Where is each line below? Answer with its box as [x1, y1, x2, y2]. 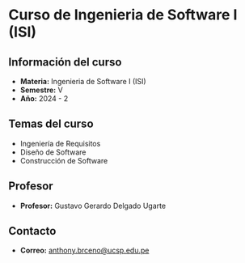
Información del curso [8, 55, 122, 69]
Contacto [8, 224, 57, 238]
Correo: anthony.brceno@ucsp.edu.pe [19, 245, 150, 256]
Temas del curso [8, 117, 95, 131]
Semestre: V [19, 85, 63, 95]
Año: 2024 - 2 [19, 94, 69, 103]
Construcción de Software [19, 155, 108, 165]
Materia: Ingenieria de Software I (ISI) [19, 77, 147, 86]
